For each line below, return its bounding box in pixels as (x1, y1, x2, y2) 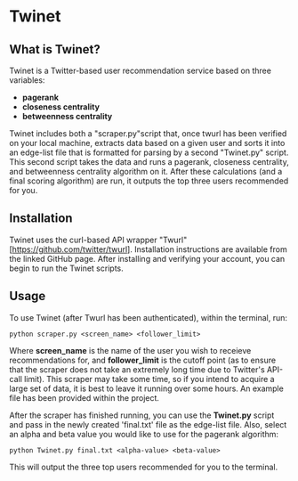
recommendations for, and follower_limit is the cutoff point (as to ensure (9, 355, 277, 365)
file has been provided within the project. (9, 392, 160, 403)
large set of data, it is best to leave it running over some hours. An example (9, 383, 285, 394)
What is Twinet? (9, 42, 101, 57)
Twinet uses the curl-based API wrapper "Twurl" (9, 234, 188, 245)
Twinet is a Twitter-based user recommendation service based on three (9, 65, 271, 76)
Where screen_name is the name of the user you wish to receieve (9, 345, 252, 355)
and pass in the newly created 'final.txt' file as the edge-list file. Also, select (9, 419, 287, 429)
